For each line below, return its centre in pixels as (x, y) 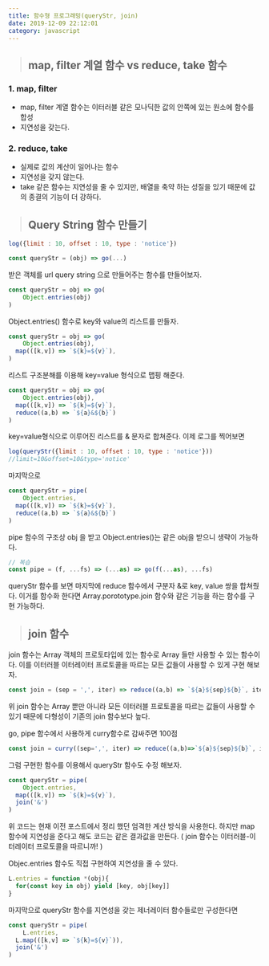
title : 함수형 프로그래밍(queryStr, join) (73, 16)
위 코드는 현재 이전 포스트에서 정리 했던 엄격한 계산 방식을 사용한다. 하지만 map (132, 826)
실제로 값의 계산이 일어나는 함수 (69, 167)
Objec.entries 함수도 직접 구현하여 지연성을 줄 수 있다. (93, 863)
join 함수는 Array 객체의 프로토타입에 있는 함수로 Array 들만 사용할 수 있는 (124, 654)
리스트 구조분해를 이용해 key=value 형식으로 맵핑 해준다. (97, 375)
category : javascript (44, 31)
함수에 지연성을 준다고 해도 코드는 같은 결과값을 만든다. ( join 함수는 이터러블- (129, 837)
